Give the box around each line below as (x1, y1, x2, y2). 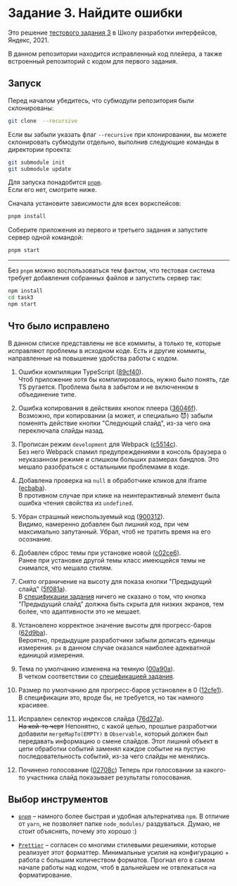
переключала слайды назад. (18, 426, 105, 435)
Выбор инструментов (8, 793, 108, 806)
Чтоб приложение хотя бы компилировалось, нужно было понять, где (18, 375, 229, 383)
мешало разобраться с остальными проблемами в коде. (18, 462, 191, 471)
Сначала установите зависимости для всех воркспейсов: (8, 199, 181, 208)
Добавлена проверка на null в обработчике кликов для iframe (18, 476, 207, 484)
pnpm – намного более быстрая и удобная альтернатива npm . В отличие (18, 812, 230, 820)
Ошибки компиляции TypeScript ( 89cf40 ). (18, 367, 143, 376)
